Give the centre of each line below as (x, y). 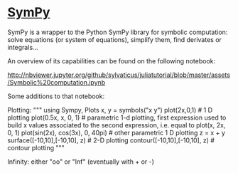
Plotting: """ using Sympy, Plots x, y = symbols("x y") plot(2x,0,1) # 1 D (110, 110)
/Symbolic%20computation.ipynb (56, 82)
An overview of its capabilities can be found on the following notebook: (111, 61)
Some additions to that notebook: (56, 96)
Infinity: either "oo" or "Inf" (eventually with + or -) (81, 162)
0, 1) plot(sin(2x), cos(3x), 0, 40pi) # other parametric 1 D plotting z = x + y (116, 132)
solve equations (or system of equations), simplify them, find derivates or (115, 39)
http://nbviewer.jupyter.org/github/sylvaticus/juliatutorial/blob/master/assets (119, 75)
